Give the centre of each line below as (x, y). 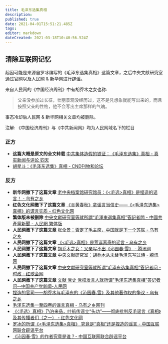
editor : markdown (23, 33)
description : (19, 15)
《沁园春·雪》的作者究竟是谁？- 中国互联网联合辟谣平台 (69, 336)
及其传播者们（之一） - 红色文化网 (48, 318)
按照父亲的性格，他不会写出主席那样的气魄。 (63, 106)
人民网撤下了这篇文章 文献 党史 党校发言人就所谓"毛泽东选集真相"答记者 (86, 280)
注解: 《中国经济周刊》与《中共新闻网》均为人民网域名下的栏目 (70, 127)
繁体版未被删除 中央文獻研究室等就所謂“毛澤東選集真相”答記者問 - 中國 (85, 217)
